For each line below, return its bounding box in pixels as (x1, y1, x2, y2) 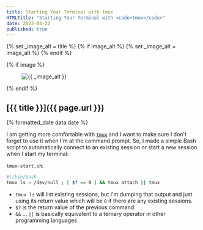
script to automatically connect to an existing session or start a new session (6, 144, 197, 151)
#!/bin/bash (6, 174, 37, 180)
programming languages (15, 217, 78, 224)
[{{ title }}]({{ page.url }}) (6, 102, 105, 113)
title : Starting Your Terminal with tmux (6, 9, 114, 15)
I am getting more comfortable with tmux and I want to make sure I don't (6, 131, 187, 138)
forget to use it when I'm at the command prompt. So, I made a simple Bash (6, 137, 196, 144)
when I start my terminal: (6, 150, 69, 158)
